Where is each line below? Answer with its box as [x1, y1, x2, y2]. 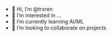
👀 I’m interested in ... [11, 12, 62, 19]
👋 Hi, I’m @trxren [11, 6, 53, 12]
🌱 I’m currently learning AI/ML [11, 18, 84, 25]
